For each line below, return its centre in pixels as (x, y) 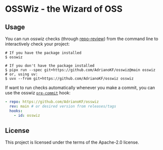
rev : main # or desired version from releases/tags (63, 106)
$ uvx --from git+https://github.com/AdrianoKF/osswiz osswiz (69, 79)
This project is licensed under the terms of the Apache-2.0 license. (72, 142)
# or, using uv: (21, 74)
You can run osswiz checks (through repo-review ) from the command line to (82, 39)
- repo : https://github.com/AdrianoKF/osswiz (52, 102)
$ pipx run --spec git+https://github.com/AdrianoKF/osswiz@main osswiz (80, 70)
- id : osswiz (27, 115)
